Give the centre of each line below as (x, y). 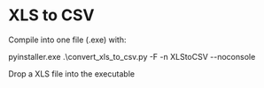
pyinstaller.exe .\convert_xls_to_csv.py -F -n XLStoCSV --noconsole (132, 56)
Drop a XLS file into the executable (71, 73)
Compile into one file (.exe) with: (67, 40)
